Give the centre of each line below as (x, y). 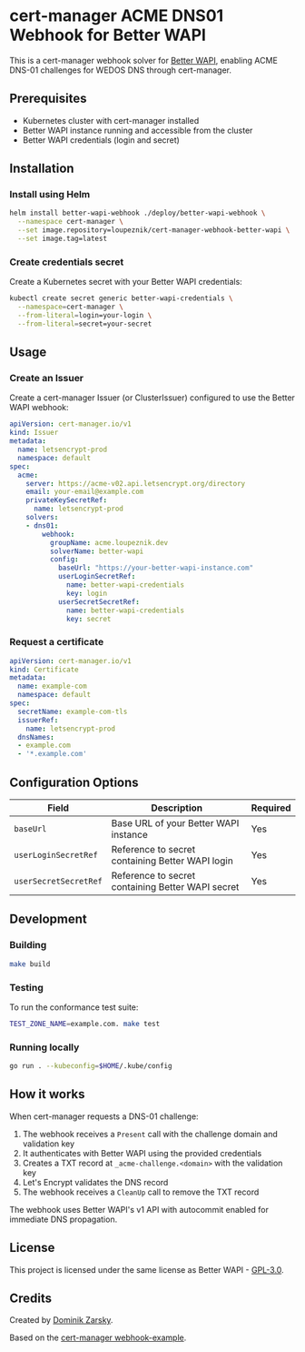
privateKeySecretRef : (66, 500)
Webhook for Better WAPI (108, 35)
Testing (26, 987)
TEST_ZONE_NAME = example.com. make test (85, 1024)
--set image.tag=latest (62, 239)
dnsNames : (36, 737)
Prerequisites (48, 99)
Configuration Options (74, 782)
